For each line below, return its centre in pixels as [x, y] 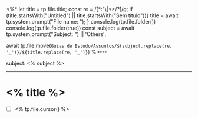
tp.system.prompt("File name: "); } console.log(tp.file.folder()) [81, 22]
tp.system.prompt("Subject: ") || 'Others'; [56, 34]
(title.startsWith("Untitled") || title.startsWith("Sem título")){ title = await [92, 15]
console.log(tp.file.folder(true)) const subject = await [70, 28]
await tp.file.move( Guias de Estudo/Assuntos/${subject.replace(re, [89, 45]
